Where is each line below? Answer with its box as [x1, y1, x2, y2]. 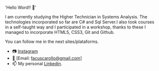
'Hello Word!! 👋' [5, 5, 36, 10]
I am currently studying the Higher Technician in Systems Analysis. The [5, 14, 148, 19]
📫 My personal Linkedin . [12, 61, 62, 66]
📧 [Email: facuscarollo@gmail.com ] [12, 56, 82, 61]
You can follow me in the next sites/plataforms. [5, 39, 99, 44]
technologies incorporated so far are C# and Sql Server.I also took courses [5, 19, 155, 25]
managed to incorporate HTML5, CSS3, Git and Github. [5, 29, 115, 35]
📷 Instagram [12, 48, 38, 54]
